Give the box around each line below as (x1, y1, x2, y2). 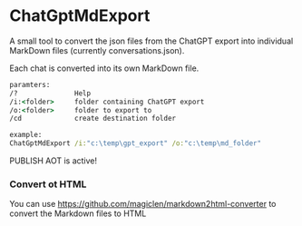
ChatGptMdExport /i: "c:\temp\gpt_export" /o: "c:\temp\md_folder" (9, 139, 261, 148)
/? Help (9, 88, 92, 98)
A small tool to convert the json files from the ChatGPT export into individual (9, 35, 294, 46)
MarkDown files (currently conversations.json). (9, 44, 185, 55)
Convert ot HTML (9, 178, 87, 191)
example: (9, 131, 43, 140)
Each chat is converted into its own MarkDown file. (9, 63, 200, 74)
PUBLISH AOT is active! (9, 155, 98, 166)
